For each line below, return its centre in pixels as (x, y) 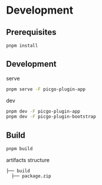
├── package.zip (31, 176)
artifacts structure (28, 160)
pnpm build (19, 149)
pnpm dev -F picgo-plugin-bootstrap (51, 117)
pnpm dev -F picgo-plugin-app (43, 111)
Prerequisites (31, 32)
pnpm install (22, 46)
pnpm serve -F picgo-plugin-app (46, 89)
